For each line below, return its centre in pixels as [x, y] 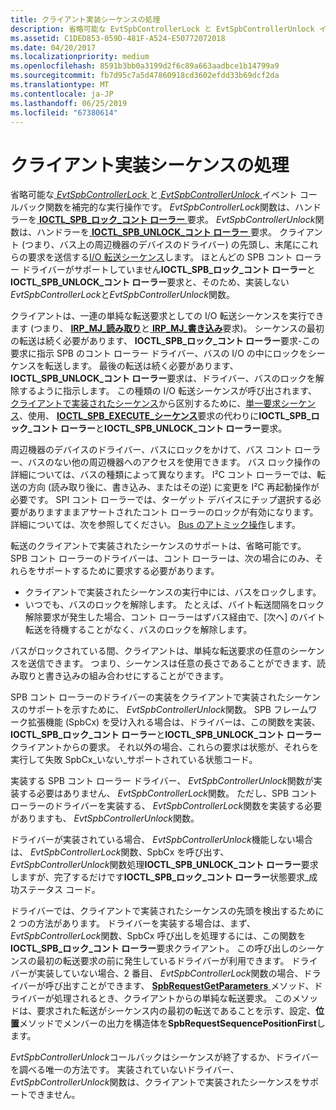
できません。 [54, 1095]
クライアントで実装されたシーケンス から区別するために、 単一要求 [146, 403]
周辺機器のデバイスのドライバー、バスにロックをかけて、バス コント [151, 450]
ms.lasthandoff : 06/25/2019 [69, 103]
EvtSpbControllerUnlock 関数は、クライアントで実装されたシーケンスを [156, 1082]
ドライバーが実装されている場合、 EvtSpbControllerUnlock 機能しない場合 [161, 840]
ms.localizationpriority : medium [80, 57]
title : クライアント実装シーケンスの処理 [85, 19]
